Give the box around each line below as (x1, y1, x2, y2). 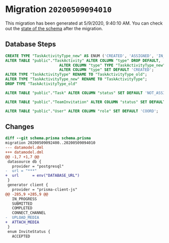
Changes (5, 122, 34, 131)
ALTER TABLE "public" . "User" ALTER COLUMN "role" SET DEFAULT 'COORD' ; (5, 108, 158, 113)
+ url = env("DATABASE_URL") (5, 173, 80, 178)
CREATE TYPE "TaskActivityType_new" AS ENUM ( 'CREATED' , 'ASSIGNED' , (5, 53, 154, 58)
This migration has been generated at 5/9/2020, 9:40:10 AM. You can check (5, 20, 163, 26)
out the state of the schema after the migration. (5, 25, 103, 31)
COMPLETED (12, 206, 33, 211)
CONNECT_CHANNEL (12, 210, 46, 215)
